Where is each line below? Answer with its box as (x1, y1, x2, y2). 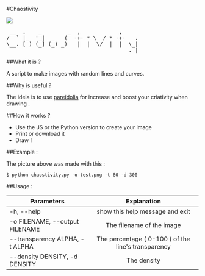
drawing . (6, 100, 31, 107)
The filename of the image (106, 221, 181, 229)
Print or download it (15, 130, 65, 137)
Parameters (30, 197, 65, 205)
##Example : (6, 149, 38, 155)
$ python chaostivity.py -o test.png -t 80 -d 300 (6, 172, 138, 178)
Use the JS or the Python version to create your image (15, 124, 153, 130)
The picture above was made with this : (6, 160, 106, 167)
